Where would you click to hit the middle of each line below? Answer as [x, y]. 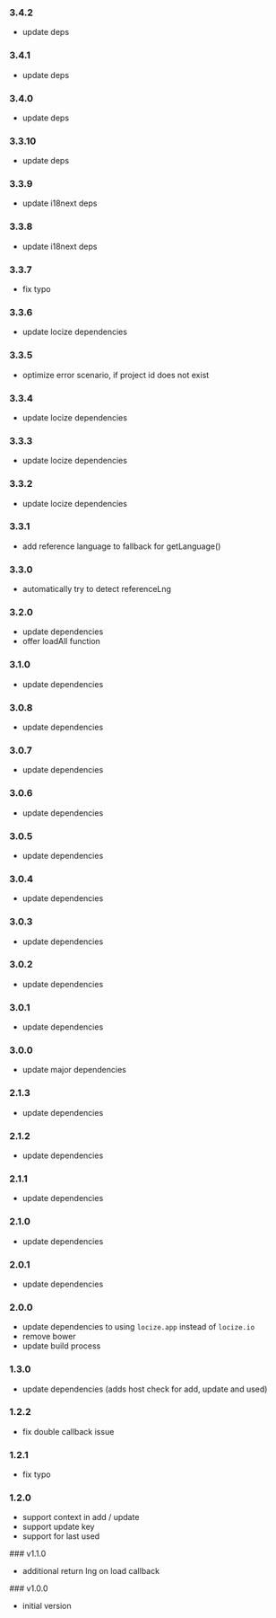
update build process [61, 1346]
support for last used [61, 1536]
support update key [58, 1527]
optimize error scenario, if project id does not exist [116, 375]
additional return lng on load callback [91, 1571]
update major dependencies [74, 1070]
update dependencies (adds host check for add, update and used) [145, 1389]
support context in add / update [81, 1517]
